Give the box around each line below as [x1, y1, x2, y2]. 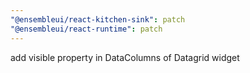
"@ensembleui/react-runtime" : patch [10, 24, 163, 34]
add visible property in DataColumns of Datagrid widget [10, 51, 240, 63]
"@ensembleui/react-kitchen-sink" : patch [10, 14, 186, 25]
